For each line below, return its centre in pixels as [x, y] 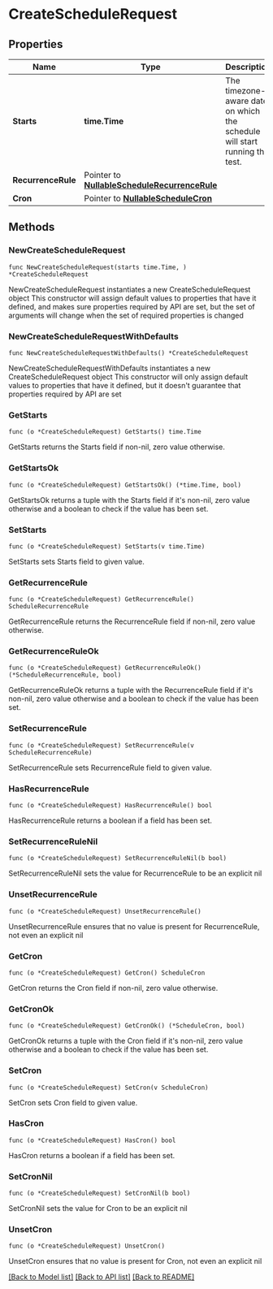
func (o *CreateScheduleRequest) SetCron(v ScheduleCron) [108, 1088]
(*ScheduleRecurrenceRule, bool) [65, 675]
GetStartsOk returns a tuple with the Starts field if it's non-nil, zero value [129, 500]
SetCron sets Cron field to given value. [73, 1102]
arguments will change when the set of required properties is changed [126, 315]
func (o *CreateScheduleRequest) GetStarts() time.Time [105, 432]
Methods [32, 227]
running [240, 151]
